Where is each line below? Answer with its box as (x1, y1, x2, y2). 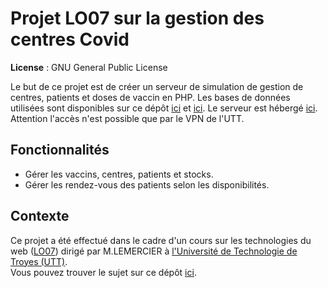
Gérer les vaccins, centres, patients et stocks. (24, 168, 214, 180)
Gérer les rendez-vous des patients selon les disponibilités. (24, 178, 270, 191)
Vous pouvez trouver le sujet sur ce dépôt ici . (10, 266, 197, 278)
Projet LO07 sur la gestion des (10, 7, 265, 30)
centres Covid (10, 28, 130, 51)
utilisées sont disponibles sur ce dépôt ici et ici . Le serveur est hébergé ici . (10, 102, 318, 114)
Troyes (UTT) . (10, 255, 68, 267)
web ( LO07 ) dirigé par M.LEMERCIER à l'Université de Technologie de (10, 245, 298, 257)
